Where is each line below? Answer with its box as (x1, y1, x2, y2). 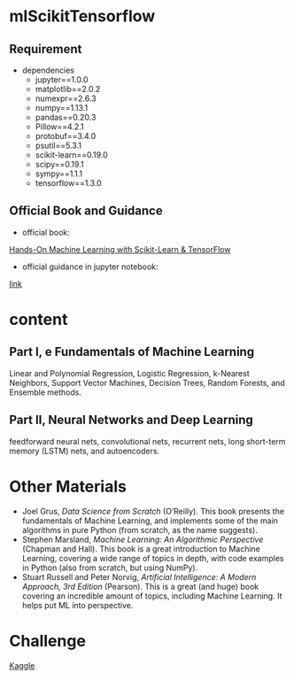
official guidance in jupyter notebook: (21, 261, 159, 272)
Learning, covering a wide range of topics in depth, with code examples (21, 552, 284, 563)
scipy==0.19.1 (35, 159, 84, 169)
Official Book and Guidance (9, 204, 163, 219)
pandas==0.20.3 (35, 112, 97, 122)
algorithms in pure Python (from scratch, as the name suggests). (21, 524, 259, 535)
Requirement (9, 42, 82, 57)
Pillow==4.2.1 (35, 121, 84, 132)
